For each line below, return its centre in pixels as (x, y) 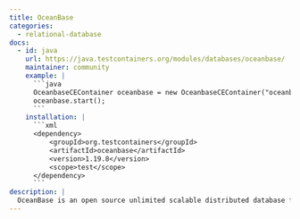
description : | (37, 192)
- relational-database (59, 34)
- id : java (37, 51)
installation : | (56, 117)
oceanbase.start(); (69, 101)
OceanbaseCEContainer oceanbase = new (105, 92)
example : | (46, 76)
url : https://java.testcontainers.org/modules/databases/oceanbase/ (155, 59)
